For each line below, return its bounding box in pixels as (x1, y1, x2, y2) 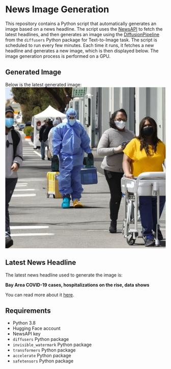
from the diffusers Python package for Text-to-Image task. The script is (5, 37, 158, 43)
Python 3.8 (12, 320, 36, 326)
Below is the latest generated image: (5, 81, 82, 87)
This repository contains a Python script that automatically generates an (5, 20, 157, 27)
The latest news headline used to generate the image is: (5, 272, 123, 278)
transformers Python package (12, 347, 76, 353)
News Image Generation (5, 4, 109, 15)
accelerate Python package (12, 353, 71, 359)
